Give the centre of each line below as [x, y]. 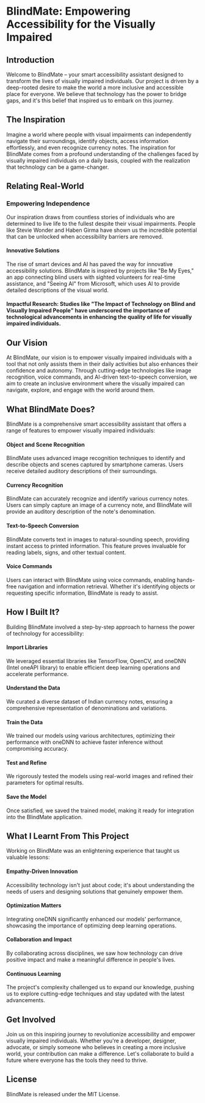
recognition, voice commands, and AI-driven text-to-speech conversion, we [102, 377]
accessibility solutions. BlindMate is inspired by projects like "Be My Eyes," [100, 270]
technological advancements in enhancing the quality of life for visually [99, 317]
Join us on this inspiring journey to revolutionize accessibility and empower [101, 1034]
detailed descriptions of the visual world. [57, 290]
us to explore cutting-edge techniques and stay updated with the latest [95, 994]
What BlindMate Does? [51, 409]
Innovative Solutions [33, 251]
